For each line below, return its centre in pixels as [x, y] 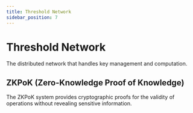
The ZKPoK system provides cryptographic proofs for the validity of [90, 97]
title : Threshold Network [39, 12]
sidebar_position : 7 [32, 17]
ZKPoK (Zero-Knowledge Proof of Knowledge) [95, 83]
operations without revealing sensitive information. [69, 103]
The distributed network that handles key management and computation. [97, 64]
